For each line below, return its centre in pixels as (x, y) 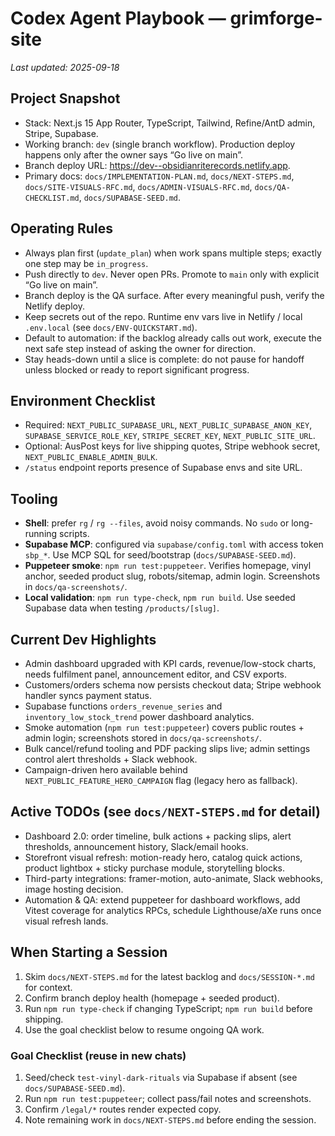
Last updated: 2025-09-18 (65, 67)
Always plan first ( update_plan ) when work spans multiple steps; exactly (173, 253)
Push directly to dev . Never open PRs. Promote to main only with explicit (172, 274)
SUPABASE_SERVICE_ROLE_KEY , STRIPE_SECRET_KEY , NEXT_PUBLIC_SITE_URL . (170, 436)
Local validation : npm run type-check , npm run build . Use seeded (160, 598)
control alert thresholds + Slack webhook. (111, 759)
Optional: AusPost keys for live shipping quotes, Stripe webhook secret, (172, 446)
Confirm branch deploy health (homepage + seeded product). (152, 998)
